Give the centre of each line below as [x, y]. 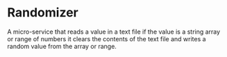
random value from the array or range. [62, 46]
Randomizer [43, 13]
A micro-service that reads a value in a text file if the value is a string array [114, 32]
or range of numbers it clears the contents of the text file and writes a [107, 38]
